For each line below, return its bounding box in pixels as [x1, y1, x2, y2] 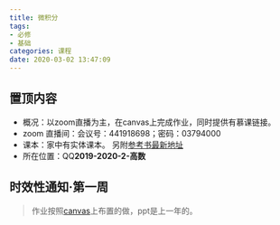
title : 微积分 [9, 13, 59, 23]
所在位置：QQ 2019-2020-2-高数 [22, 150, 146, 161]
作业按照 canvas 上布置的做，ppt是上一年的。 [31, 205, 198, 216]
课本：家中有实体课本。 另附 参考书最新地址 [22, 139, 183, 150]
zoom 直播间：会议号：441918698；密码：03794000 [22, 127, 221, 138]
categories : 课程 [9, 47, 72, 56]
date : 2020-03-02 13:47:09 [9, 55, 111, 64]
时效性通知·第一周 [9, 180, 109, 195]
